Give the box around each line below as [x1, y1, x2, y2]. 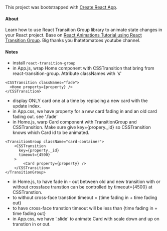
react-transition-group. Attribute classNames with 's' [12, 70, 122, 76]
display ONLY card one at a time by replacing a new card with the [12, 97, 148, 104]
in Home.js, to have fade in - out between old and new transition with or [12, 178, 160, 184]
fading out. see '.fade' [12, 113, 58, 119]
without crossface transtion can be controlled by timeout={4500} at [12, 184, 153, 190]
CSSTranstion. [12, 189, 43, 195]
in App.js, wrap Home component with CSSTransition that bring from [12, 65, 154, 71]
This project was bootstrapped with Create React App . [5, 4, 118, 10]
